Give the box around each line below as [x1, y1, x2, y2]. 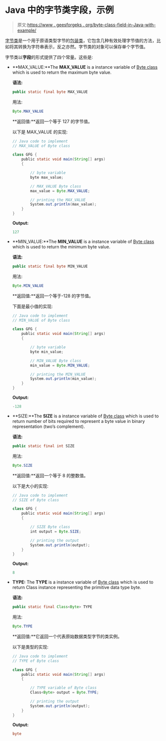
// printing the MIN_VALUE [30, 371, 86, 377]
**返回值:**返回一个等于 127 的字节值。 [12, 118, 92, 124]
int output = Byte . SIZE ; [30, 529, 82, 534]
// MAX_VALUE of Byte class [12, 143, 70, 148]
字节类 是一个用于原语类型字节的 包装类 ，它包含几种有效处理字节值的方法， [5, 38, 157, 43]
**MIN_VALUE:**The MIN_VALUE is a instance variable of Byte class [12, 238, 155, 245]
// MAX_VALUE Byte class [30, 184, 82, 189]
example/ [17, 27, 37, 33]
